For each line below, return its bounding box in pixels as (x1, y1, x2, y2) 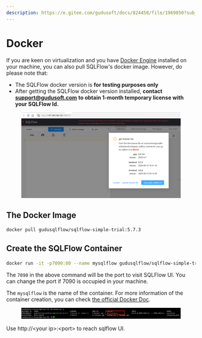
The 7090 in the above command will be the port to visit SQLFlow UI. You (6, 271, 185, 278)
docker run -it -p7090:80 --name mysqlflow (6, 260, 117, 266)
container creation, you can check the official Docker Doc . (6, 296, 151, 303)
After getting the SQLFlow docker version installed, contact (14, 88, 163, 95)
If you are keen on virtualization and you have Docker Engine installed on (6, 56, 187, 63)
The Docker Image (6, 210, 76, 220)
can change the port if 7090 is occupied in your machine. (6, 278, 148, 285)
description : (6, 10, 39, 16)
